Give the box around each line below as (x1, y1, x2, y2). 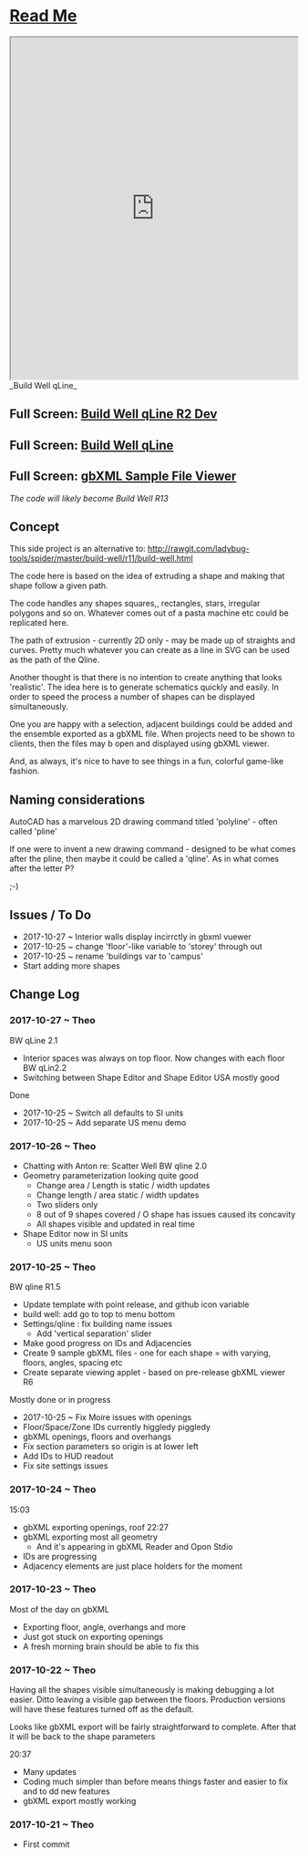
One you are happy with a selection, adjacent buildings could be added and (9, 719, 293, 730)
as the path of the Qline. (9, 654, 100, 666)
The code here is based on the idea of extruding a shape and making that (9, 571, 285, 582)
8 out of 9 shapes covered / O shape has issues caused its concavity (36, 1209, 296, 1219)
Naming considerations (9, 792, 146, 807)
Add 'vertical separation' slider (36, 1328, 152, 1339)
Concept (9, 519, 60, 534)
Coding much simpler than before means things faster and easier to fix (22, 1776, 289, 1788)
